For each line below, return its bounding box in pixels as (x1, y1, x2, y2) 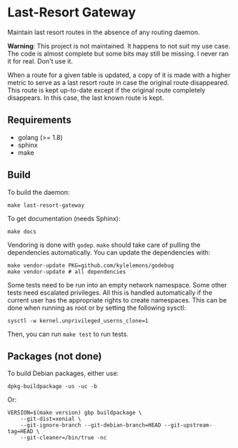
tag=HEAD (7, 428, 34, 435)
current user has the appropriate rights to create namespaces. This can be (7, 295, 227, 304)
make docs (7, 228, 37, 235)
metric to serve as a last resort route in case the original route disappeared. (7, 78, 229, 86)
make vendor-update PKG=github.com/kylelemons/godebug (7, 262, 174, 269)
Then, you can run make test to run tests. (7, 330, 129, 338)
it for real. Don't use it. (7, 56, 74, 65)
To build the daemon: (7, 188, 70, 196)
